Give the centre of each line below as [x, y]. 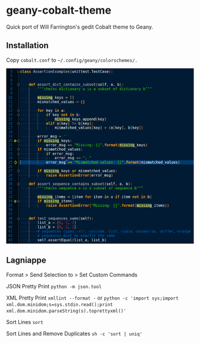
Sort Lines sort [25, 322]
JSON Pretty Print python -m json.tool [54, 286]
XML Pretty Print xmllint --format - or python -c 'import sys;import [92, 298]
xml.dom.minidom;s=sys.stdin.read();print [60, 304]
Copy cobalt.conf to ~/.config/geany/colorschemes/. [72, 60]
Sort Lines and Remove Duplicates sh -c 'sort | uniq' [74, 333]
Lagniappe [26, 261]
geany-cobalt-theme [59, 10]
